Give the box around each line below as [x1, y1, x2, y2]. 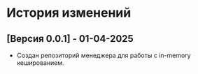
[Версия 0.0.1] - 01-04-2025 [6, 33, 134, 45]
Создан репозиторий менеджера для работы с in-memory [16, 51, 191, 59]
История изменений [6, 5, 132, 21]
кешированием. [16, 59, 64, 67]
